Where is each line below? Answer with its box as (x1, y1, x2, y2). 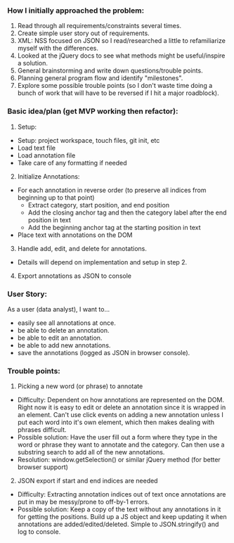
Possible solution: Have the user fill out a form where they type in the (17, 433, 218, 442)
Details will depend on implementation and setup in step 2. (17, 257, 188, 266)
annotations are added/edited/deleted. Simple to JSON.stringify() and (17, 520, 219, 529)
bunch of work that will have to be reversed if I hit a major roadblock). (17, 89, 219, 97)
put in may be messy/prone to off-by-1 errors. (17, 498, 150, 506)
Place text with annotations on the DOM (17, 231, 133, 239)
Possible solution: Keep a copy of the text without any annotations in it (17, 505, 221, 513)
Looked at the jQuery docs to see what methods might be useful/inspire (17, 51, 226, 60)
